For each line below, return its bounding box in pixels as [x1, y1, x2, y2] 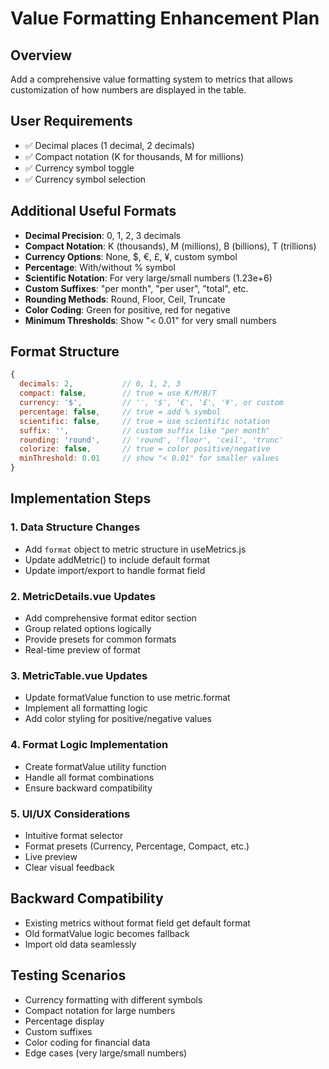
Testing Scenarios [10, 967, 127, 984]
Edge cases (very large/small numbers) [24, 1047, 188, 1059]
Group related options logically [24, 623, 152, 635]
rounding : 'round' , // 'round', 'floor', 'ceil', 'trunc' [19, 435, 284, 445]
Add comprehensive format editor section [24, 612, 197, 624]
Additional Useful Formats [10, 203, 177, 220]
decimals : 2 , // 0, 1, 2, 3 [19, 379, 182, 389]
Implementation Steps [10, 490, 152, 507]
